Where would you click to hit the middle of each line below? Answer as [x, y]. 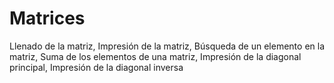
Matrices [47, 18]
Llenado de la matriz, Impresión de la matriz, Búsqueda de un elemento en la [167, 46]
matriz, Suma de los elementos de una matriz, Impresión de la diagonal [155, 56]
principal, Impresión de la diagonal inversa [96, 67]
